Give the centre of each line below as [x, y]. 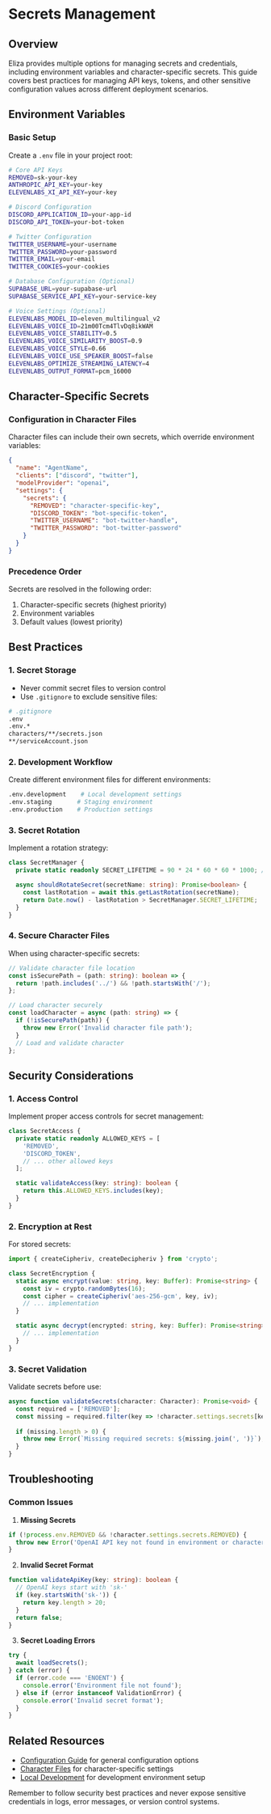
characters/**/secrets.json [56, 734]
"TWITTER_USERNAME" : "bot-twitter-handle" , [104, 521]
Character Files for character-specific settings [97, 1769]
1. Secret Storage [42, 670]
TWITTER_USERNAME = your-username [63, 244]
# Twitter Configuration [50, 237]
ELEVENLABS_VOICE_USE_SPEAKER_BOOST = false [81, 357]
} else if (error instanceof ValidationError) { [99, 1693]
